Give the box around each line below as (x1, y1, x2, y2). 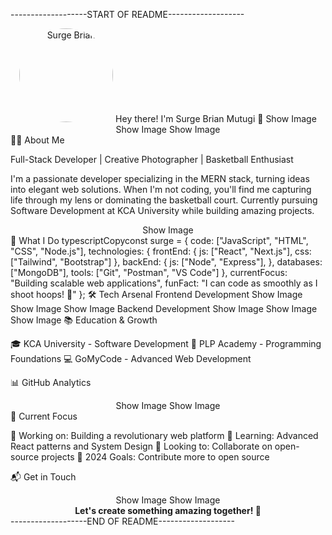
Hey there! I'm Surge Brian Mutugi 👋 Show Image (115, 113, 317, 124)
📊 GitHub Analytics (10, 377, 92, 388)
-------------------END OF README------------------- (10, 515, 235, 527)
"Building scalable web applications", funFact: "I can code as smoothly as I (10, 277, 318, 289)
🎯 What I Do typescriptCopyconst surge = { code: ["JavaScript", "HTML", (10, 235, 309, 246)
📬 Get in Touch (10, 471, 77, 483)
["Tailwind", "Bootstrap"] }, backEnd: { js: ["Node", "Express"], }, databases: (10, 256, 323, 268)
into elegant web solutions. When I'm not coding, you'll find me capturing (10, 184, 312, 195)
